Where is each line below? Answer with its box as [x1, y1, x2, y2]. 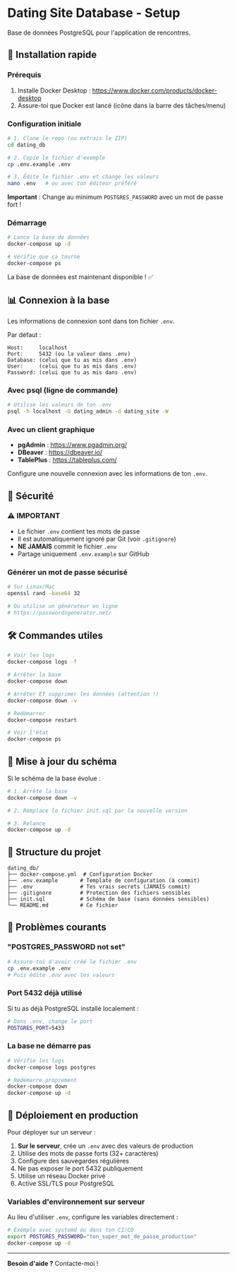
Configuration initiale [7, 119, 82, 129]
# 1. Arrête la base [7, 787, 68, 794]
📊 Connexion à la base [7, 295, 110, 307]
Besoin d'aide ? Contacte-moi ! [7, 1259, 99, 1267]
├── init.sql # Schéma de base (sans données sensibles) [7, 896, 210, 903]
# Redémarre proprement [7, 1077, 78, 1084]
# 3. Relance [7, 820, 46, 827]
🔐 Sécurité [7, 490, 54, 502]
